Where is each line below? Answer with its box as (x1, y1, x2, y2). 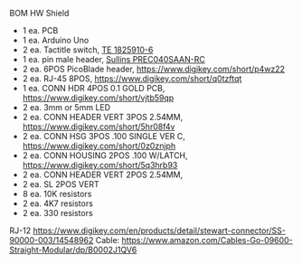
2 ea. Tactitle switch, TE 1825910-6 (22, 44, 154, 55)
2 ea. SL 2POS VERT (22, 179, 99, 189)
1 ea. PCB (22, 25, 59, 35)
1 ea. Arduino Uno (22, 35, 90, 45)
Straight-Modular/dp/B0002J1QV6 (9, 244, 137, 255)
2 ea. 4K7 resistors (22, 198, 93, 209)
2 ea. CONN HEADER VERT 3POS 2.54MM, (22, 112, 184, 122)
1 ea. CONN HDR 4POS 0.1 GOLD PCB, (22, 83, 165, 93)
